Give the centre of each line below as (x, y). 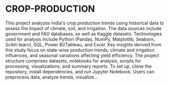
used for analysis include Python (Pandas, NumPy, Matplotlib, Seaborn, (80, 39)
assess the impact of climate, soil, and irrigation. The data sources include (83, 28)
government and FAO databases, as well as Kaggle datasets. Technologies (84, 34)
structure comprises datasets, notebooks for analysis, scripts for (73, 61)
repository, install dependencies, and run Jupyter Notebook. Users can (80, 71)
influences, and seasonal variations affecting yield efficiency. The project (82, 55)
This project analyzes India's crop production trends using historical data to (85, 23)
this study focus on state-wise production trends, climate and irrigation (80, 50)
